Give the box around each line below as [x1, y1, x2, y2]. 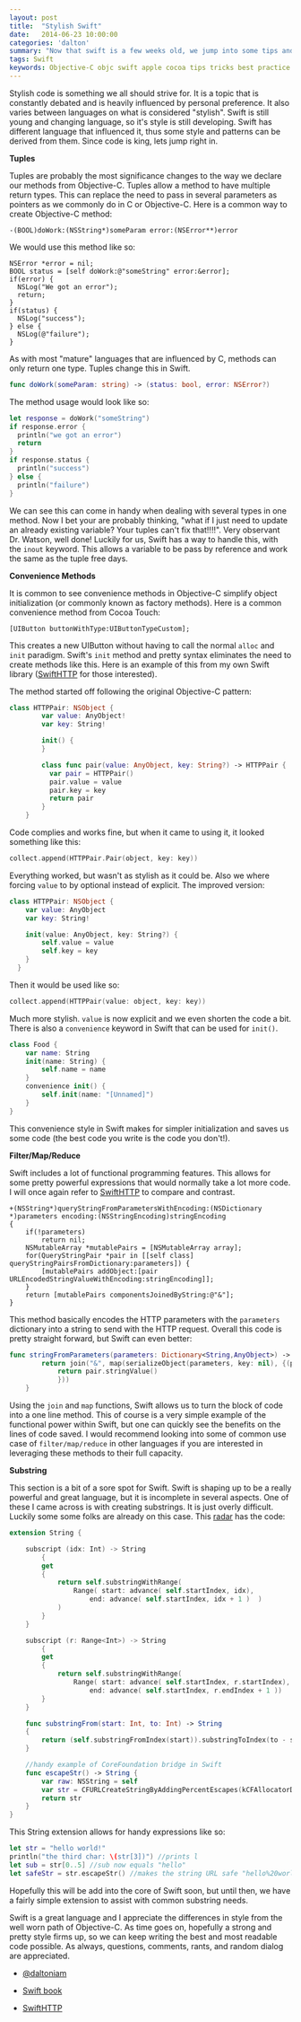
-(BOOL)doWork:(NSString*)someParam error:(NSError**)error [9, 225, 239, 234]
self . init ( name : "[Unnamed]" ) [41, 1090, 154, 1099]
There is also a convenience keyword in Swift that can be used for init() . [9, 1023, 279, 1033]
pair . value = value [48, 778, 123, 787]
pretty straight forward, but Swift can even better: [9, 1332, 193, 1343]
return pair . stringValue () [56, 1367, 159, 1376]
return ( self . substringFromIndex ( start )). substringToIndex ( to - [41, 1736, 287, 1745]
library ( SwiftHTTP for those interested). [9, 668, 158, 679]
